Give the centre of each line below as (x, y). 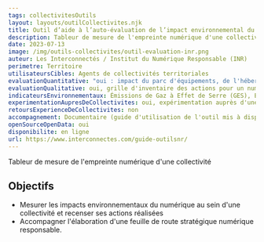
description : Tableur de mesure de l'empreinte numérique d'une (115, 37)
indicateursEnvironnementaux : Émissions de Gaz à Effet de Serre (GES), (130, 96)
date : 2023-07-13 (37, 45)
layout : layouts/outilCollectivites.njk (75, 23)
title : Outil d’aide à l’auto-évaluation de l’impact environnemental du (132, 30)
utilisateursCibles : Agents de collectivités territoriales (109, 74)
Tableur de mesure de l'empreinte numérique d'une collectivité (110, 161)
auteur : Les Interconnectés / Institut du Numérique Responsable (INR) (128, 60)
